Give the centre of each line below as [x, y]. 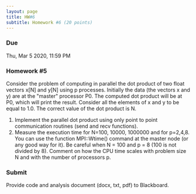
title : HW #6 [20, 17]
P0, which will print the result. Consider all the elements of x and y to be [93, 102]
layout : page [22, 11]
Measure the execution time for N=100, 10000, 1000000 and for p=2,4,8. [102, 132]
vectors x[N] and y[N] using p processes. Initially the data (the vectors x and [98, 90]
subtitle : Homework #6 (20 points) [49, 22]
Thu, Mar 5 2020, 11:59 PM [38, 56]
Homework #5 [27, 71]
